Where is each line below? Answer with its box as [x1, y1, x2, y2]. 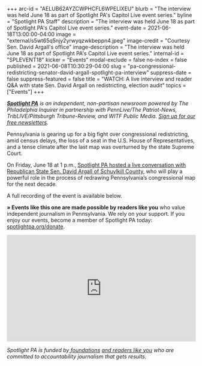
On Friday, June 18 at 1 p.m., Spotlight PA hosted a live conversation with [7, 162, 186, 168]
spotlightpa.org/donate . [7, 223, 65, 230]
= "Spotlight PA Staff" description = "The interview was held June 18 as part [7, 18, 195, 25]
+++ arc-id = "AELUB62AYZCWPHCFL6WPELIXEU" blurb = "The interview [7, 5, 191, 12]
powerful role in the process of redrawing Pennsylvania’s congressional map [7, 174, 196, 181]
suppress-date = [150, 69, 192, 76]
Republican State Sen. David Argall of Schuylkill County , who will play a [7, 168, 183, 175]
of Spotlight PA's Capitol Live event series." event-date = [7, 24, 146, 31]
